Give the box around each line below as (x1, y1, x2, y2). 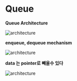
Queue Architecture (5, 20, 48, 26)
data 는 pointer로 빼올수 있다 (5, 60, 63, 66)
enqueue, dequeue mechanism (5, 39, 72, 46)
